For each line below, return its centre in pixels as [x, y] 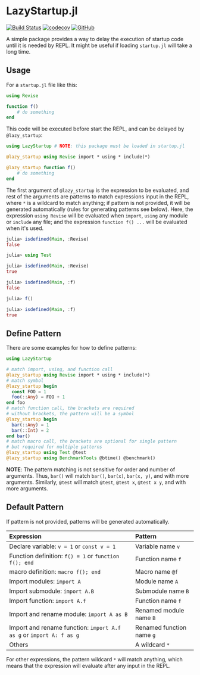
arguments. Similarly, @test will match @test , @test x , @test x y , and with [96, 482]
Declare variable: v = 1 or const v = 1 [62, 546]
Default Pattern [35, 507]
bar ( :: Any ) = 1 [30, 425]
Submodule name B [162, 591]
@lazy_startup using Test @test [46, 453]
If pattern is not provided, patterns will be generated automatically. [88, 521]
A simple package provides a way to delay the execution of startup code [95, 39]
